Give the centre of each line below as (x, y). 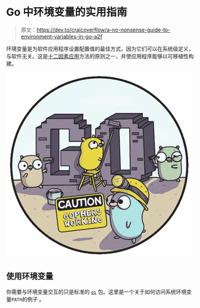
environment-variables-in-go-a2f (61, 36)
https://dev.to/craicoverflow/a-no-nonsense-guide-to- (104, 30)
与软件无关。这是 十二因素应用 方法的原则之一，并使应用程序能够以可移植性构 (100, 56)
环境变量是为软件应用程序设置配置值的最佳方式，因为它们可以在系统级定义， (100, 49)
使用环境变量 (30, 276)
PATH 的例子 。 (28, 299)
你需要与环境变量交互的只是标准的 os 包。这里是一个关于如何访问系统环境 (96, 291)
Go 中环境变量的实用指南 (67, 12)
